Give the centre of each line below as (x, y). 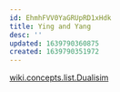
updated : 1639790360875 (55, 43)
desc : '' (26, 35)
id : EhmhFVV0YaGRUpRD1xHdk (60, 18)
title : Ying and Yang (50, 26)
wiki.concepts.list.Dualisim (59, 77)
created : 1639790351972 (55, 52)
